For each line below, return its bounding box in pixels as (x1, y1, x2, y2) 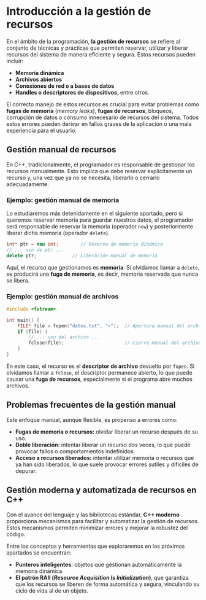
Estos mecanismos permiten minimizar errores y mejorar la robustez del (6, 524, 188, 531)
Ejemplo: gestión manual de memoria (6, 195, 120, 204)
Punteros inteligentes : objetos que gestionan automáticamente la (15, 561, 182, 568)
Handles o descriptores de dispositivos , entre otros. (15, 88, 150, 96)
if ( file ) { (17, 329, 48, 335)
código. (6, 530, 26, 538)
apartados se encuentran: (6, 548, 72, 556)
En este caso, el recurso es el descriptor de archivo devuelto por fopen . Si (6, 362, 195, 370)
